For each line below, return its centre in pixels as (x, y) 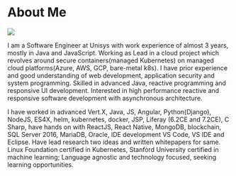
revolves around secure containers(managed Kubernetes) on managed (111, 60)
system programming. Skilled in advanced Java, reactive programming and (117, 83)
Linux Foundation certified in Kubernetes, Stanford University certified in (113, 149)
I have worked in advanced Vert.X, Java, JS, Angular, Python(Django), (109, 111)
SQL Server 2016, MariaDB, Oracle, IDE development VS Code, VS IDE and (116, 134)
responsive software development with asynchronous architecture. (105, 98)
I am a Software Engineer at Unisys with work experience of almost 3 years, (118, 45)
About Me (37, 12)
